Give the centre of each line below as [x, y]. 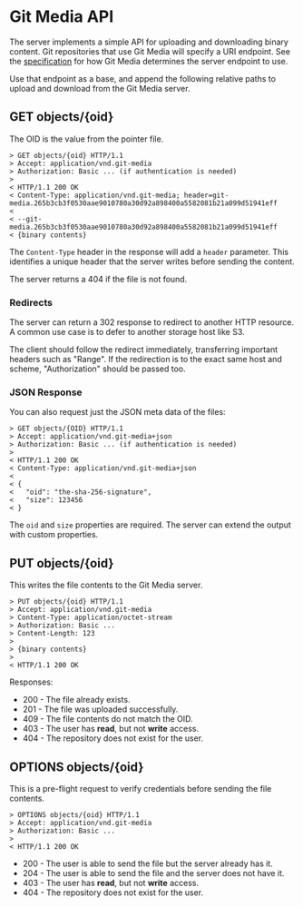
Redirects [31, 302]
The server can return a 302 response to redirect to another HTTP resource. [152, 322]
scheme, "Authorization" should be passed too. [98, 369]
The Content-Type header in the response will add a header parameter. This [149, 251]
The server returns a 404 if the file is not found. [98, 279]
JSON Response [46, 392]
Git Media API [62, 17]
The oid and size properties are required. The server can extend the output [151, 525]
